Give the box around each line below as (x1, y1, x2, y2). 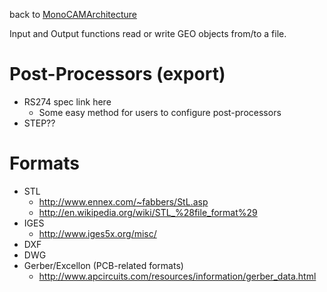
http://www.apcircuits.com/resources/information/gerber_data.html (38, 270, 317, 282)
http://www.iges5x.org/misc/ (38, 227, 157, 239)
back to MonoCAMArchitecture (9, 9, 137, 20)
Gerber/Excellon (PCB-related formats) (23, 259, 184, 271)
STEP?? (23, 117, 56, 129)
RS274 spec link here (23, 95, 112, 108)
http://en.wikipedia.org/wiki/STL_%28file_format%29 (38, 206, 258, 218)
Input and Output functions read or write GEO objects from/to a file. (9, 28, 287, 39)
